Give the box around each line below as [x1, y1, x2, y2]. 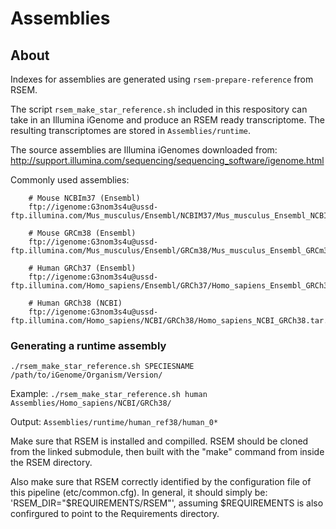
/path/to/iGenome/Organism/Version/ [10, 370, 163, 381]
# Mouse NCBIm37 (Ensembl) [28, 193, 141, 203]
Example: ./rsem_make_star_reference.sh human [10, 388, 208, 400]
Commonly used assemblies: [10, 174, 130, 186]
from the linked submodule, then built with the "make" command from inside [10, 446, 325, 458]
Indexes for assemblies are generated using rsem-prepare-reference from [10, 73, 314, 85]
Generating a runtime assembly [10, 338, 167, 352]
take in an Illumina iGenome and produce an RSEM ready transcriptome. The [10, 114, 325, 126]
